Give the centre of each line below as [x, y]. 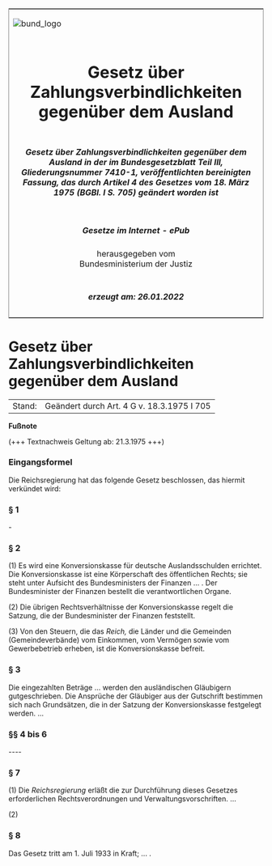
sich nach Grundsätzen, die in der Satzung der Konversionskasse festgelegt [135, 704]
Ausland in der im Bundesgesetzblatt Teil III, [136, 162]
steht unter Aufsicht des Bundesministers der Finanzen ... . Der [113, 583]
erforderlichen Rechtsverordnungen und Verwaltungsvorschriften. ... [123, 799]
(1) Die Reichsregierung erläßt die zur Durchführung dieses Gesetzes [123, 790]
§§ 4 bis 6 [28, 734]
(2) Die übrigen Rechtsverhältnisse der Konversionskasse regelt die [121, 607]
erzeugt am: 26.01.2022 [136, 296]
